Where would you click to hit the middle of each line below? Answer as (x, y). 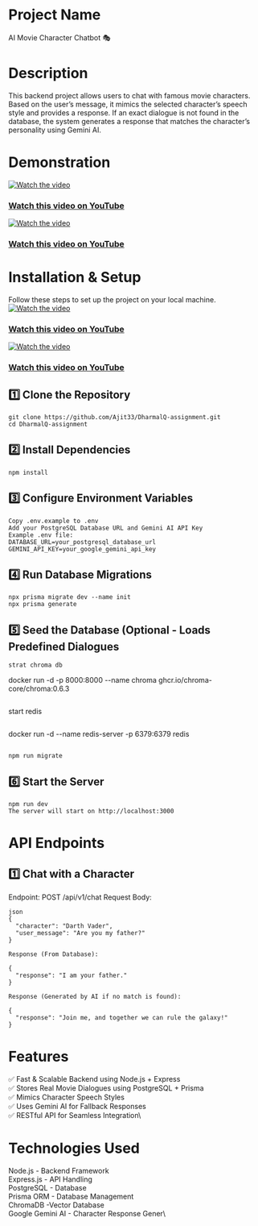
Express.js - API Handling (50, 1179)
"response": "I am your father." (72, 976)
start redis (25, 712)
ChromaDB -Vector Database (56, 1205)
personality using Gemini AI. (55, 130)
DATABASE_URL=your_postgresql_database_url (82, 542)
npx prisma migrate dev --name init (70, 597)
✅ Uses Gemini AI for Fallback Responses (77, 1106)
